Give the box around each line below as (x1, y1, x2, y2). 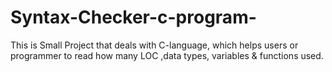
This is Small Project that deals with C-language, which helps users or (10, 39, 299, 51)
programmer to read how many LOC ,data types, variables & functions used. (10, 49, 324, 61)
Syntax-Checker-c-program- (10, 6, 257, 29)
